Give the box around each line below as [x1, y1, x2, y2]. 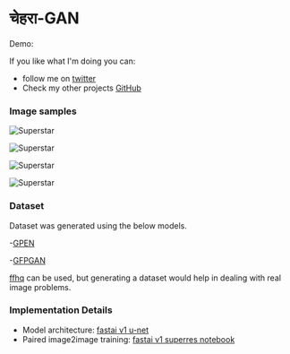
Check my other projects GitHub [21, 82, 141, 93]
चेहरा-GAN [9, 8, 80, 29]
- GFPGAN [9, 255, 47, 265]
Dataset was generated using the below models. [9, 220, 188, 231]
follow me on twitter [21, 73, 97, 83]
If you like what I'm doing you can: [9, 56, 136, 66]
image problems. [9, 281, 72, 292]
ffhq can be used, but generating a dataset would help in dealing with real [9, 272, 282, 283]
